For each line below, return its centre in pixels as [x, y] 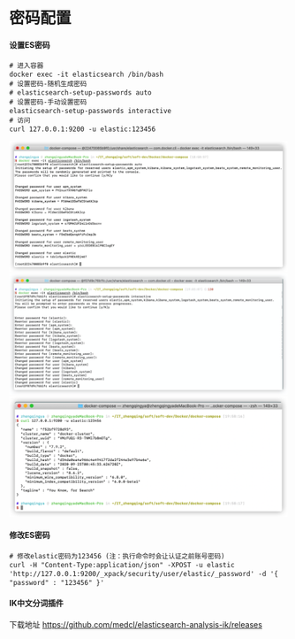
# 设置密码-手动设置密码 [48, 103]
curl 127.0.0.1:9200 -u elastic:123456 [83, 129]
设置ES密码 [30, 44]
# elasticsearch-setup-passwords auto [80, 93]
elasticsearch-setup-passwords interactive [91, 112]
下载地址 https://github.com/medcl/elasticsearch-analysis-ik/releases [136, 625]
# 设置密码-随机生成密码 [48, 84]
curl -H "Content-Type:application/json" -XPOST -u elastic [122, 565]
